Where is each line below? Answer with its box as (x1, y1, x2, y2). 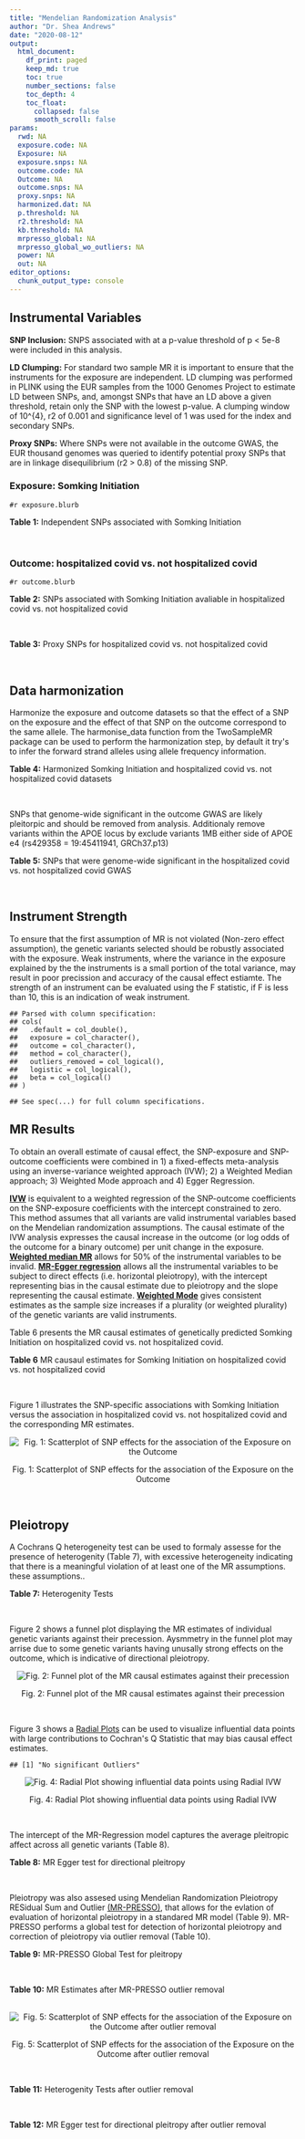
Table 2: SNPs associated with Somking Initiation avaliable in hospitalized (9, 594, 285, 605)
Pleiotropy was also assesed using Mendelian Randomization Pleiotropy (9, 1893, 279, 1904)
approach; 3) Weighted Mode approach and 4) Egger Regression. (9, 1174, 255, 1186)
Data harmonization (9, 683, 125, 698)
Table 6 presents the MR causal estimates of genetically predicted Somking (9, 1327, 293, 1338)
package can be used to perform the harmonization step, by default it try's (9, 736, 290, 746)
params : (9, 124, 39, 133)
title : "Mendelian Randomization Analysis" (9, 13, 178, 23)
